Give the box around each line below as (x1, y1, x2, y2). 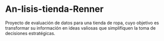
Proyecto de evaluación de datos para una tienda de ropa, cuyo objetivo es (5, 20, 160, 26)
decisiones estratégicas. (5, 30, 56, 36)
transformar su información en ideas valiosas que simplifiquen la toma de (5, 25, 156, 31)
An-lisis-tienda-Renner (5, 3, 104, 15)
